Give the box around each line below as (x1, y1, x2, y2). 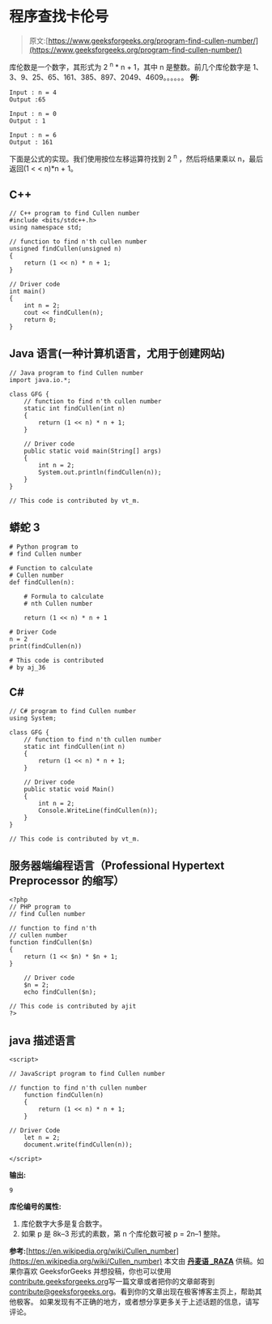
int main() (9, 287, 46, 296)
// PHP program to (9, 903, 71, 911)
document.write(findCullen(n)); (23, 1141, 133, 1149)
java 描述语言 (9, 1034, 76, 1047)
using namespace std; (9, 224, 83, 232)
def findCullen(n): (9, 578, 75, 587)
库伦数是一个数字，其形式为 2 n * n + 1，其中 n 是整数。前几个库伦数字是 (9, 60, 252, 71)
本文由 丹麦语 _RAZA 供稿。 (164, 1257, 257, 1266)
